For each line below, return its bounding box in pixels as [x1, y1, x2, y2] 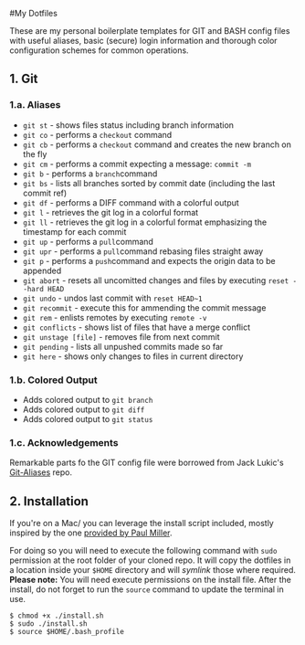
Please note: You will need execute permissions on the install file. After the [9, 575, 292, 586]
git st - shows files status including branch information [22, 119, 235, 131]
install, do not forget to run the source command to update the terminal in [9, 584, 285, 595]
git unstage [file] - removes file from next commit [22, 331, 220, 342]
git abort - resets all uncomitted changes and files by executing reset [22, 274, 289, 286]
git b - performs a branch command [22, 168, 158, 179]
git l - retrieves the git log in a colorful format [22, 206, 199, 217]
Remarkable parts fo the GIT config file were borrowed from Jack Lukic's [9, 457, 285, 469]
